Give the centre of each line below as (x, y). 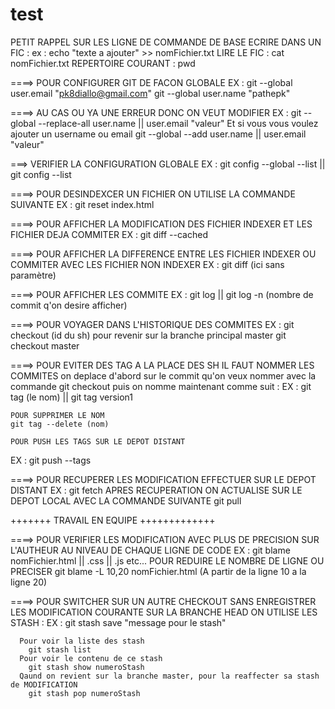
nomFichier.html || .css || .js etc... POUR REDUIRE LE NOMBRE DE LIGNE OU (167, 560)
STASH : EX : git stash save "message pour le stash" (118, 622)
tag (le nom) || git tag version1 (71, 397)
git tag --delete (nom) (60, 424)
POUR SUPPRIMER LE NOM (57, 415)
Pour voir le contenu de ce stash (91, 658)
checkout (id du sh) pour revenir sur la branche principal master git (148, 335)
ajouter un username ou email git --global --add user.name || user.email (158, 134)
